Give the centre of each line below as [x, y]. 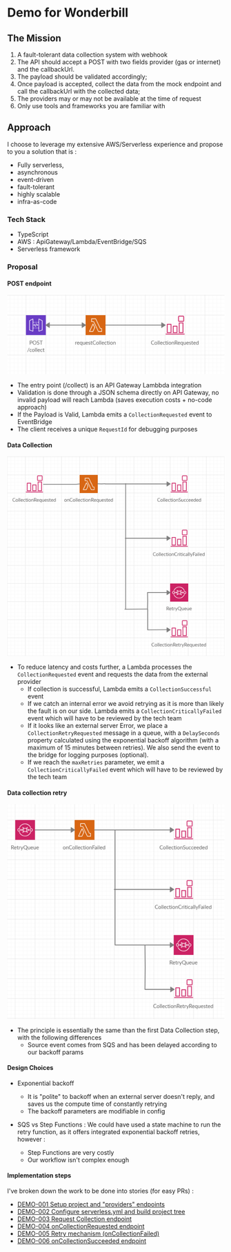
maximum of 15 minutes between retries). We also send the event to [124, 747]
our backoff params [56, 1052]
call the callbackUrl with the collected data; [78, 91]
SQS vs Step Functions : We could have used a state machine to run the [119, 1124]
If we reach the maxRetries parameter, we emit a [96, 762]
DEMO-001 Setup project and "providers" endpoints [91, 1204]
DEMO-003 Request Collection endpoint [74, 1219]
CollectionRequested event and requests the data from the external [112, 674]
